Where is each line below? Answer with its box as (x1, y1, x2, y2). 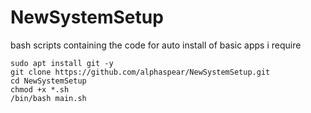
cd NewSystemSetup (10, 76, 87, 86)
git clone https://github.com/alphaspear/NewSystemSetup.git (10, 67, 271, 77)
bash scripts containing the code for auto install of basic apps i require (10, 39, 302, 51)
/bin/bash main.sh (10, 93, 87, 103)
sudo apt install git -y (10, 58, 114, 68)
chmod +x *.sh (10, 84, 70, 95)
